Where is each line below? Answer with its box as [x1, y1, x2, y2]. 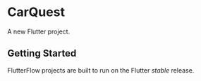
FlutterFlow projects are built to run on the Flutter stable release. [7, 66, 195, 74]
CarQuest [7, 4, 66, 20]
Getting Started [7, 47, 77, 59]
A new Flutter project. [7, 27, 71, 36]
